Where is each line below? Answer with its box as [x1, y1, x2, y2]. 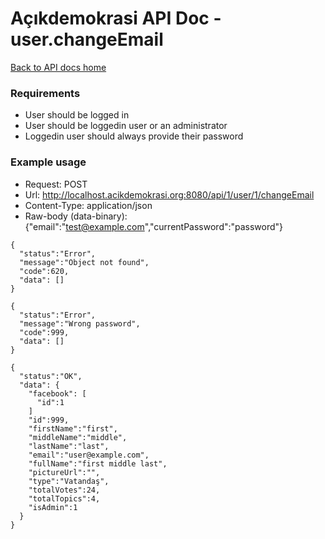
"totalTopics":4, [28, 493, 101, 504]
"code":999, [19, 327, 70, 337]
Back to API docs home [10, 61, 107, 73]
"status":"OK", [19, 371, 83, 381]
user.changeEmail [10, 28, 164, 51]
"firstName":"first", [28, 423, 118, 434]
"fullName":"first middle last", [28, 458, 168, 469]
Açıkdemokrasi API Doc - [10, 7, 222, 30]
